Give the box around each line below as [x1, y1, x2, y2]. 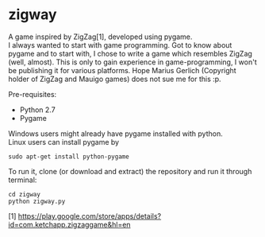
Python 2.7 [19, 105, 56, 115]
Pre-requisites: [8, 89, 57, 99]
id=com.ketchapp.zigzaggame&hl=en [8, 220, 131, 229]
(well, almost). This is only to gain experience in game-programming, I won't [8, 57, 257, 67]
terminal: [8, 175, 37, 185]
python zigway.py [8, 197, 66, 205]
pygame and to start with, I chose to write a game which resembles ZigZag [8, 49, 252, 58]
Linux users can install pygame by [8, 137, 120, 146]
